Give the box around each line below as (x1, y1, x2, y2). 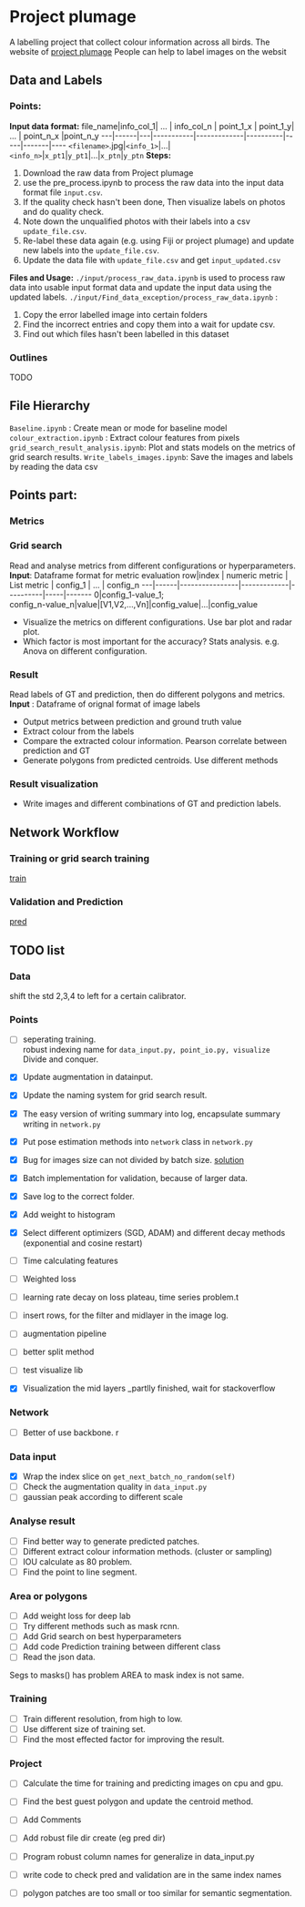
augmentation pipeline (22, 1328, 107, 1340)
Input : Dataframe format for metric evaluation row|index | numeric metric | (9, 569, 289, 580)
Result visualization (9, 778, 98, 790)
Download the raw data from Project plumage (22, 167, 194, 178)
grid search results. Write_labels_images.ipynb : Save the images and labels (9, 451, 294, 462)
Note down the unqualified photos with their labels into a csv (22, 216, 250, 227)
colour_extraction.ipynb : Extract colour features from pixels (9, 432, 240, 443)
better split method (22, 1346, 95, 1358)
